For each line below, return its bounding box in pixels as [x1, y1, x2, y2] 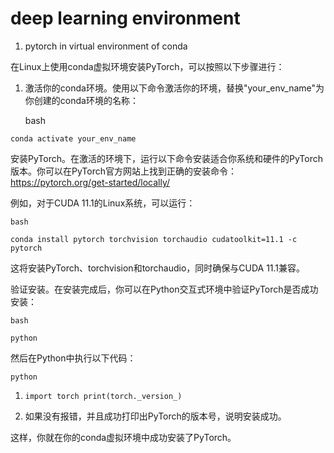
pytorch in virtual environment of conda [24, 40, 188, 52]
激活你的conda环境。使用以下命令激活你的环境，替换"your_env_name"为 [24, 82, 325, 94]
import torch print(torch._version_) [24, 391, 183, 401]
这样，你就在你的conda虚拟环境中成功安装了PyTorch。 [10, 431, 237, 443]
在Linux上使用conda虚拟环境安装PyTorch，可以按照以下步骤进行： [10, 60, 285, 72]
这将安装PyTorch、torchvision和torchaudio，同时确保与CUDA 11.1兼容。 [10, 262, 306, 274]
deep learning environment [10, 7, 241, 30]
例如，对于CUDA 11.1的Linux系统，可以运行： [10, 197, 196, 209]
